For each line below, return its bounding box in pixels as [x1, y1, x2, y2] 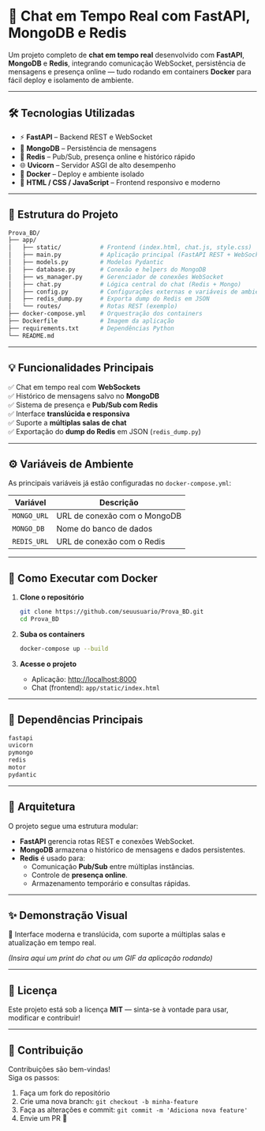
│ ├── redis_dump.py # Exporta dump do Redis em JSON [8, 295, 211, 303]
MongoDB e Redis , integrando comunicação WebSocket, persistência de [8, 59, 246, 68]
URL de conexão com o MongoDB [56, 510, 182, 521]
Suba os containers [19, 629, 85, 639]
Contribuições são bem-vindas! [8, 1065, 110, 1074]
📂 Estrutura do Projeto [8, 208, 118, 221]
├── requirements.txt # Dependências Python [8, 324, 175, 332]
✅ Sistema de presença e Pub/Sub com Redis [8, 399, 159, 410]
